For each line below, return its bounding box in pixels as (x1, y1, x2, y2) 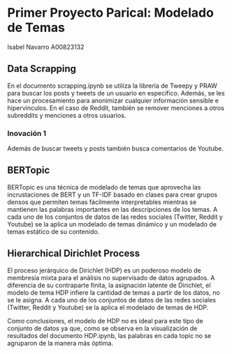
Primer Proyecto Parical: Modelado (7, 5, 215, 21)
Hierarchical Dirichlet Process (7, 247, 140, 259)
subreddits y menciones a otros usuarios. (7, 111, 126, 119)
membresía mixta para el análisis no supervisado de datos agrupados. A (7, 273, 215, 282)
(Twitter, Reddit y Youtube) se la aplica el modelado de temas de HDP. (7, 303, 209, 311)
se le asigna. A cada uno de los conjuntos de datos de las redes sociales (7, 295, 217, 304)
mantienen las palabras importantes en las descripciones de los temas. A (7, 205, 218, 213)
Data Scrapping (7, 63, 77, 75)
